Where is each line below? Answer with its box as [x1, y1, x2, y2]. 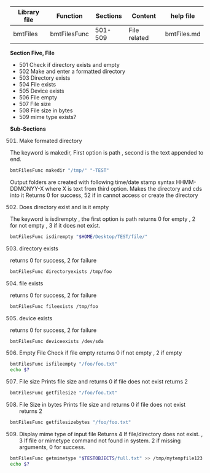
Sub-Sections [10, 125, 47, 133]
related [128, 34, 149, 42]
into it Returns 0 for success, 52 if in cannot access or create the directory [10, 191, 198, 199]
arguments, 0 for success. [18, 443, 85, 450]
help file [170, 12, 195, 20]
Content [131, 12, 156, 20]
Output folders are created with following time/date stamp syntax [10, 178, 175, 186]
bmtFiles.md [165, 30, 201, 38]
